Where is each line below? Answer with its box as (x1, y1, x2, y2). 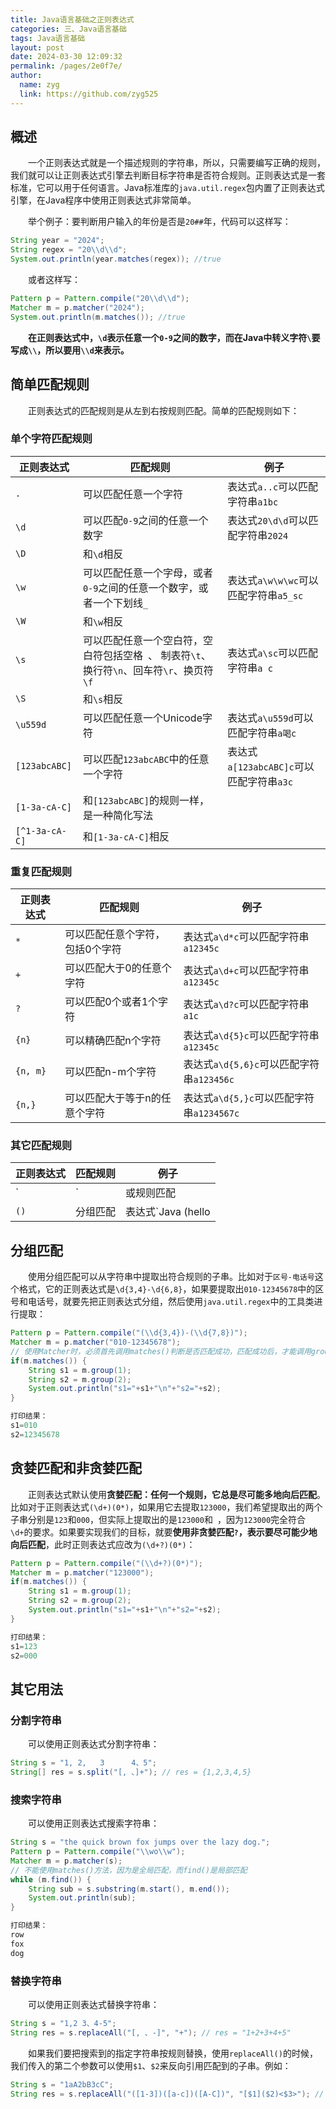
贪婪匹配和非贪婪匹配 (10, 1460, 142, 1477)
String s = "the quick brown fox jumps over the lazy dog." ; (10, 1837, 271, 1848)
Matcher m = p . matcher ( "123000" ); (10, 1567, 155, 1578)
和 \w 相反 (82, 614, 124, 628)
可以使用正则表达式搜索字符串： (27, 1817, 160, 1830)
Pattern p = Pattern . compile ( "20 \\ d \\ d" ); (10, 294, 190, 304)
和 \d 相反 (82, 547, 124, 561)
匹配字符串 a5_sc (227, 588, 304, 602)
